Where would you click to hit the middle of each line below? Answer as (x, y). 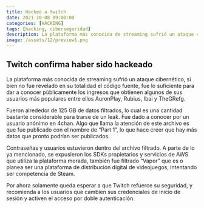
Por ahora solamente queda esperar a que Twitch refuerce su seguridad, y (100, 185)
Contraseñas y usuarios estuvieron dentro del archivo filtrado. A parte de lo (101, 148)
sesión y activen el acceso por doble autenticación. (71, 198)
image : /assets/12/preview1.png (47, 40)
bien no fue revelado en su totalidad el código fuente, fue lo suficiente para (100, 86)
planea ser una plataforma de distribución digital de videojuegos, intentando (102, 167)
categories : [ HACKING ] (35, 23)
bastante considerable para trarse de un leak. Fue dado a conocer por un (98, 116)
